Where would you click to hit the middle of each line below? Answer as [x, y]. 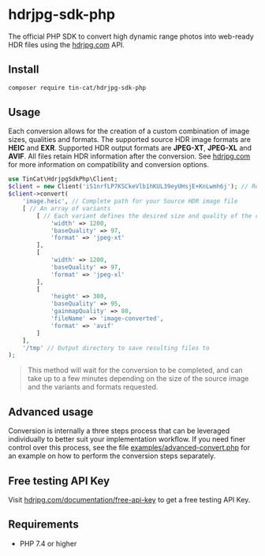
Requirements [43, 525]
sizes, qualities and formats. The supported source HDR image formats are [129, 140]
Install [24, 70]
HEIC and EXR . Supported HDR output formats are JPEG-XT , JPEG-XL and [130, 148]
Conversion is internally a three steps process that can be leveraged [119, 431]
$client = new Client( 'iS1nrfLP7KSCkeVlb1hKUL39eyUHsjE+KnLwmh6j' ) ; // [128, 187]
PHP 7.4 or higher [48, 543]
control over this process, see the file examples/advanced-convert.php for [129, 448]
